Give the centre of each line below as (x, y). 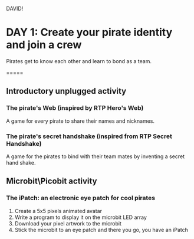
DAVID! (15, 9)
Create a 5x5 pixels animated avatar (58, 211)
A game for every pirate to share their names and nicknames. (80, 121)
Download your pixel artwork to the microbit (68, 223)
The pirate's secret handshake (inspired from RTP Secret (89, 136)
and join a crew (44, 45)
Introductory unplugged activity (66, 91)
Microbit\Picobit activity (52, 181)
